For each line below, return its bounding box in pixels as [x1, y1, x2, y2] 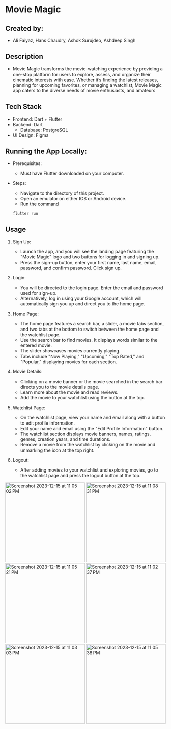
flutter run [12, 211, 38, 216]
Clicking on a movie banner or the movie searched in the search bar [20, 379, 163, 385]
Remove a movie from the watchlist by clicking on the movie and [20, 442, 156, 448]
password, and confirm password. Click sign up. [20, 265, 122, 271]
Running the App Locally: [5, 147, 88, 156]
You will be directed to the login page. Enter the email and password [20, 285, 163, 291]
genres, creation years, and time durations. [20, 436, 111, 442]
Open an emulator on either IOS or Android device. [20, 196, 127, 202]
